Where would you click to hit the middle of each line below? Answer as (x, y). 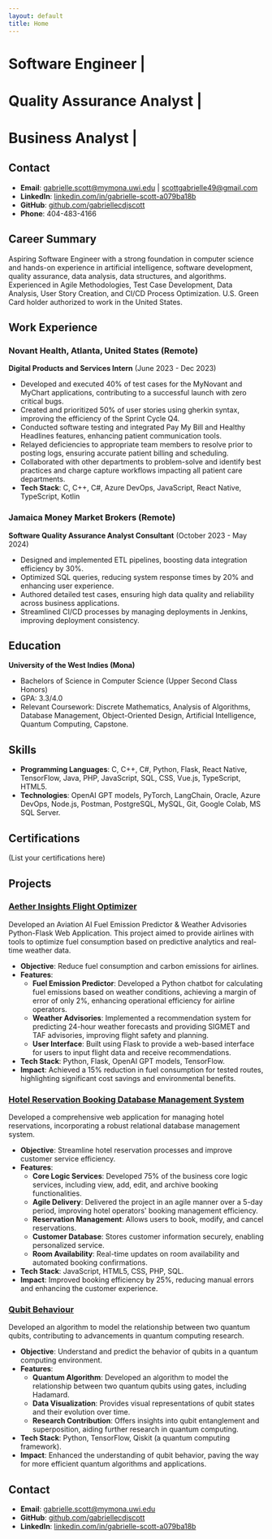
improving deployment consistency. (80, 620)
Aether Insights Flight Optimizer (73, 906)
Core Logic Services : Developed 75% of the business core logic (140, 1176)
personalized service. (68, 1245)
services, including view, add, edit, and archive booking (125, 1185)
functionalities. (57, 1193)
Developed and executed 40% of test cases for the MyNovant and (131, 384)
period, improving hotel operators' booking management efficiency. (145, 1211)
